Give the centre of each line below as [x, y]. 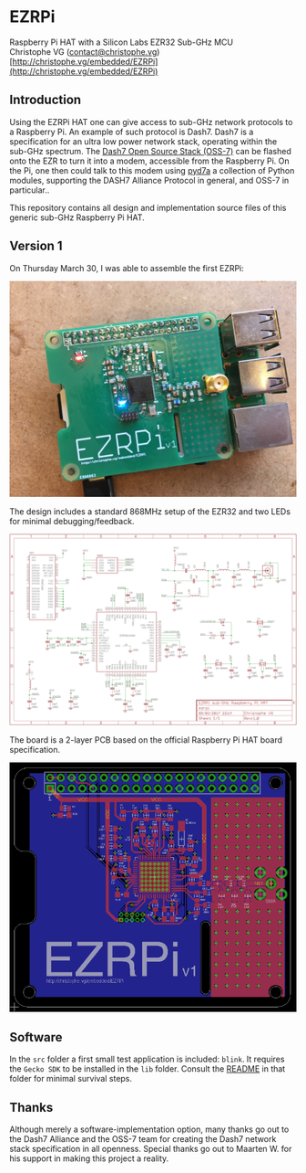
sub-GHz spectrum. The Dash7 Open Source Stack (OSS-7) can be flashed [150, 151]
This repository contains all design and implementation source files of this [148, 207]
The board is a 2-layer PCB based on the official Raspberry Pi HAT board [146, 740]
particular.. [30, 190]
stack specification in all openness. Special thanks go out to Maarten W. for [151, 1149]
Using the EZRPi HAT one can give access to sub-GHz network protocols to [151, 122]
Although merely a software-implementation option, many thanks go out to [149, 1129]
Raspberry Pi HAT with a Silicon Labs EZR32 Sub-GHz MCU [122, 42]
